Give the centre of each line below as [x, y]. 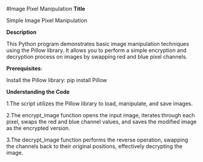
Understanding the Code [38, 92]
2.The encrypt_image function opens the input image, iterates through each [101, 115]
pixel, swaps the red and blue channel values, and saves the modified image [101, 121]
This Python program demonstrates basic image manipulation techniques [98, 44]
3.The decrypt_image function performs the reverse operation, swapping [97, 140]
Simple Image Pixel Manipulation [47, 20]
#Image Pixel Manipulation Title [46, 9]
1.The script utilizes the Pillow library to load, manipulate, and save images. [100, 103]
